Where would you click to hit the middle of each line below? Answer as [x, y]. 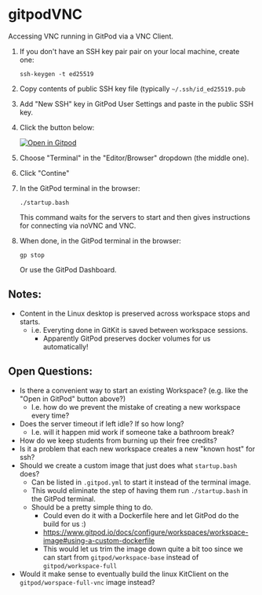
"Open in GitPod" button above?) [73, 399]
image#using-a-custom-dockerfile [99, 540]
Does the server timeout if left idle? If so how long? [102, 423]
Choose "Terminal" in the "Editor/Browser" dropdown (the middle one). [134, 158]
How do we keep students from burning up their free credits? [118, 440]
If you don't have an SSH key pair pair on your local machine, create [129, 51]
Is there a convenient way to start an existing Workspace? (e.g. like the [134, 390]
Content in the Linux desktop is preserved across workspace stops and [135, 313]
